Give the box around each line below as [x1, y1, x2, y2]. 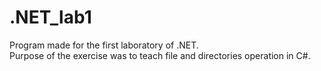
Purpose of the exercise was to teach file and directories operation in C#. [9, 49, 311, 61]
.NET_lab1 [9, 6, 92, 29]
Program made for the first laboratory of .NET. [9, 39, 199, 51]
